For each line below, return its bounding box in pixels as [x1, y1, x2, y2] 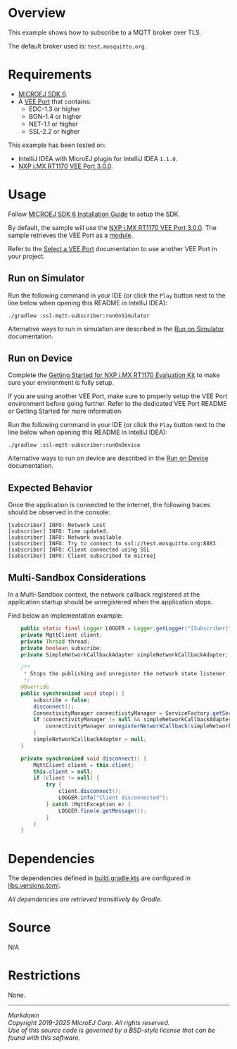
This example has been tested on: [8, 141, 106, 149]
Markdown [8, 1011, 39, 1019]
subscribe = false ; [33, 697, 91, 704]
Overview [8, 5, 66, 21]
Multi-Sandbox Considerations [8, 571, 146, 583]
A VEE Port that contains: [18, 97, 91, 106]
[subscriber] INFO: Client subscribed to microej [8, 552, 157, 560]
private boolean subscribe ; [20, 644, 103, 651]
